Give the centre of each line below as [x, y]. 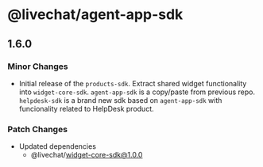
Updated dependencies [58, 146]
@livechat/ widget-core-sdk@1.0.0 [87, 155]
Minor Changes [38, 66]
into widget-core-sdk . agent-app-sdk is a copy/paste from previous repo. [137, 92]
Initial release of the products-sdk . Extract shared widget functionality [133, 83]
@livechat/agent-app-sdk [95, 15]
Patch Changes [38, 129]
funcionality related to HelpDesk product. [86, 108]
